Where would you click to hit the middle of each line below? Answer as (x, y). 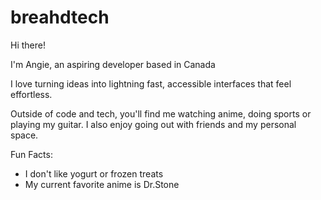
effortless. (31, 94)
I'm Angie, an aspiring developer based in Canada (113, 64)
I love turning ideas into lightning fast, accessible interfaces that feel (151, 83)
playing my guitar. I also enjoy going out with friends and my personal (153, 124)
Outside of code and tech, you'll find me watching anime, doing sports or (161, 113)
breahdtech (60, 17)
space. (24, 135)
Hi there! (28, 45)
